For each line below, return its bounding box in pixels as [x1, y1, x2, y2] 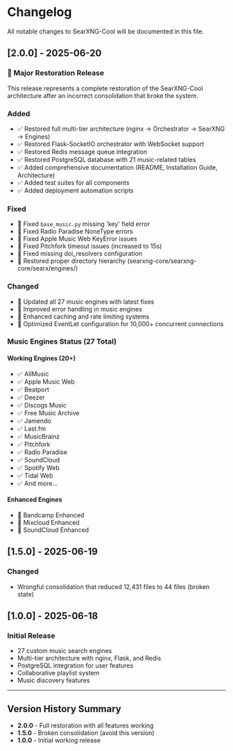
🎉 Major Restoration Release [7, 68, 105, 78]
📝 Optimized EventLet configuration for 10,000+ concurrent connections [17, 319, 224, 328]
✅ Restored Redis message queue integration [17, 147, 148, 156]
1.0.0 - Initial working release [17, 736, 101, 745]
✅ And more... [17, 479, 58, 487]
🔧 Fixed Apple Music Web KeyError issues [17, 234, 137, 243]
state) [17, 590, 35, 598]
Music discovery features [17, 676, 90, 685]
